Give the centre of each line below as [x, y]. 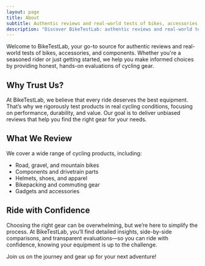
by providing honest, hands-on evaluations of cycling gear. [80, 66]
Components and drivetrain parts [57, 171]
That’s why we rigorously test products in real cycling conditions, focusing [100, 106]
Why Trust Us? [35, 85]
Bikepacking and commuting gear [57, 185]
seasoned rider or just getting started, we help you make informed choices [100, 59]
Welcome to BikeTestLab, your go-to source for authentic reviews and [94, 46]
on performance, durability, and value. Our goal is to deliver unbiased [93, 113]
